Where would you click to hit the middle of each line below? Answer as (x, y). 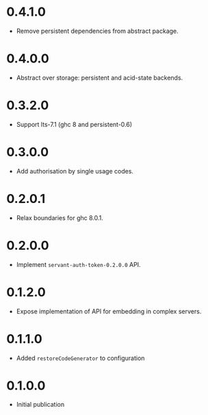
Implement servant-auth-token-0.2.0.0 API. (78, 264)
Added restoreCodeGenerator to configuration (80, 358)
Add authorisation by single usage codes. (75, 171)
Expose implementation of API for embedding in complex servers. (109, 311)
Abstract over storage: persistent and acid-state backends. (100, 78)
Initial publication (40, 405)
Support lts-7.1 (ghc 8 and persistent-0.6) (74, 124)
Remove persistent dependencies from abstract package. (97, 31)
